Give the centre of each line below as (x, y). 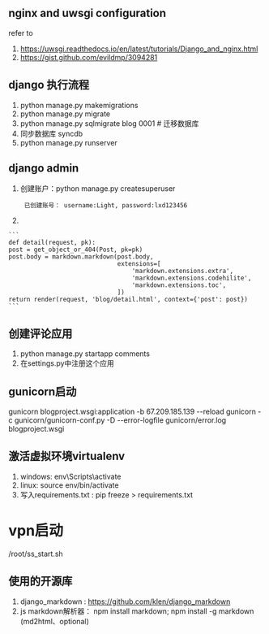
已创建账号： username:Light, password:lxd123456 (106, 206)
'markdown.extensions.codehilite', (192, 278)
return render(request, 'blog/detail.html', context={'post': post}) (128, 300)
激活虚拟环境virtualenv (67, 456)
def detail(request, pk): (52, 243)
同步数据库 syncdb (51, 133)
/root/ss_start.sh (36, 554)
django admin (44, 169)
